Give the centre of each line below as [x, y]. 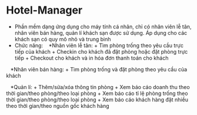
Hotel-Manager [44, 10]
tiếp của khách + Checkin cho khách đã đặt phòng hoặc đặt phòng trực [101, 51]
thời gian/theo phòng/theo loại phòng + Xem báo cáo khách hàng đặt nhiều [97, 99]
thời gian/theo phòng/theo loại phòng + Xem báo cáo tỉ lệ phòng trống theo [97, 93]
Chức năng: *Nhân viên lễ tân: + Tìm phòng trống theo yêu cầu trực [99, 45]
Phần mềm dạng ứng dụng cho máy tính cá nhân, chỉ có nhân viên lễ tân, [103, 27]
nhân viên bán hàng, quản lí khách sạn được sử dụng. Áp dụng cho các [101, 32]
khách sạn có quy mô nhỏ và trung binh [63, 39]
